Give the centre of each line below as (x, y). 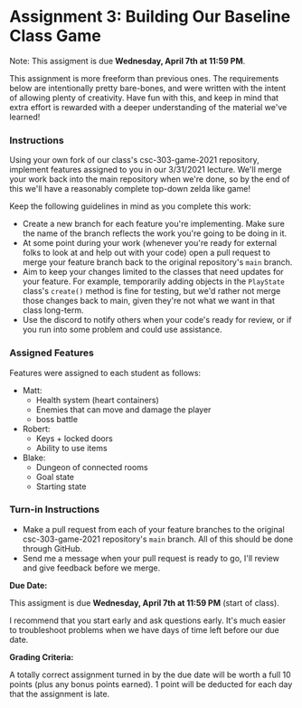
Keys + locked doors (74, 438)
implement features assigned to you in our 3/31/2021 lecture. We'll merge (146, 170)
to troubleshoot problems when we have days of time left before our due (144, 629)
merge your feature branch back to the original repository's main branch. (157, 262)
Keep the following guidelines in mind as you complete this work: (130, 206)
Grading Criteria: (42, 656)
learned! (25, 117)
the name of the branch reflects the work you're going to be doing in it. (155, 233)
